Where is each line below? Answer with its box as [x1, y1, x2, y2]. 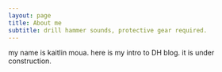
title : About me [8, 19, 62, 27]
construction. [8, 56, 52, 66]
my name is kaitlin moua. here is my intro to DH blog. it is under [8, 48, 215, 58]
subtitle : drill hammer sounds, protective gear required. [8, 26, 208, 34]
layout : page [8, 11, 52, 20]
